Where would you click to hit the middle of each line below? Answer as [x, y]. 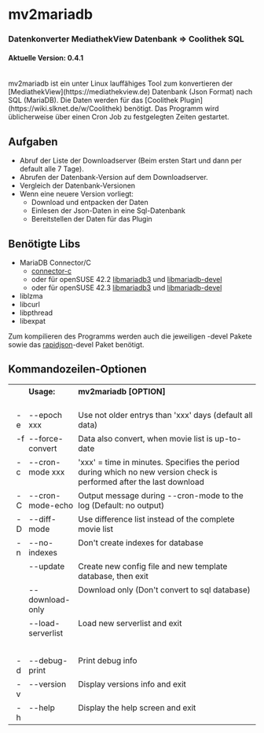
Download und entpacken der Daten [90, 203]
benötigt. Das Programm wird [171, 108]
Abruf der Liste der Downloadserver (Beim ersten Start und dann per [130, 161]
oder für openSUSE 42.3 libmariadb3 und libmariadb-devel [126, 288]
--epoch [46, 415]
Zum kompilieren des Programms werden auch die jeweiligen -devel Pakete [130, 336]
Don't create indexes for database [141, 542]
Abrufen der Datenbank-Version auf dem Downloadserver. [114, 178]
